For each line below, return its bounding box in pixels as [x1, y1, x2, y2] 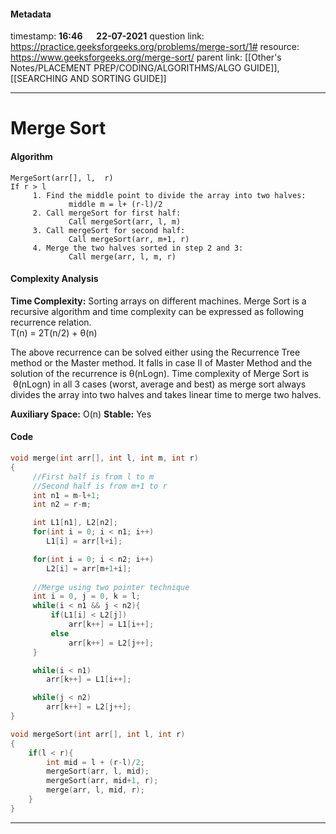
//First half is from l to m [32, 471, 155, 482]
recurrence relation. [10, 316, 92, 328]
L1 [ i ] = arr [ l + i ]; [46, 536, 123, 546]
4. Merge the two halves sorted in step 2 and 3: [32, 243, 244, 253]
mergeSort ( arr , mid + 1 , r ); [46, 776, 159, 786]
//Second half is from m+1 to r [32, 481, 168, 491]
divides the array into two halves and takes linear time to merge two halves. [10, 388, 322, 400]
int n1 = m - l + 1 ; [32, 490, 101, 500]
